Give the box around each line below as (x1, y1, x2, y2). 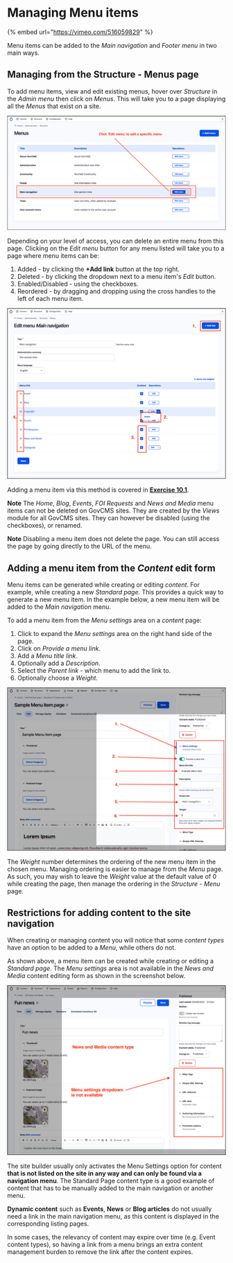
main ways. (7, 49, 40, 57)
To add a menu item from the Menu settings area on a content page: (7, 616, 202, 625)
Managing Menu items (7, 5, 139, 21)
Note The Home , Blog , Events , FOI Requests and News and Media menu (7, 499, 214, 508)
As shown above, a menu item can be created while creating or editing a (7, 957, 214, 965)
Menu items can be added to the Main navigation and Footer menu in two (7, 41, 217, 49)
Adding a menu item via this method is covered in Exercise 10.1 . (7, 486, 189, 494)
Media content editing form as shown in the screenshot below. (7, 972, 186, 980)
